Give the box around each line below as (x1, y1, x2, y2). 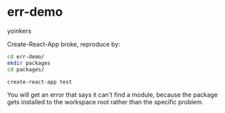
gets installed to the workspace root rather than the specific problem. (7, 98, 204, 106)
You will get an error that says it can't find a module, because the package (7, 90, 218, 99)
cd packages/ (7, 66, 45, 73)
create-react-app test (7, 78, 72, 86)
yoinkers (7, 27, 32, 35)
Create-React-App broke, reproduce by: (7, 40, 120, 48)
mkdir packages (7, 60, 51, 66)
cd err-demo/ (7, 53, 45, 60)
